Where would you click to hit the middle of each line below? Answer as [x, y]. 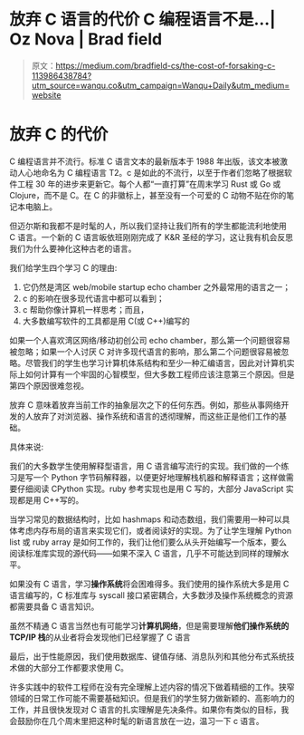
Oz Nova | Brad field [86, 39]
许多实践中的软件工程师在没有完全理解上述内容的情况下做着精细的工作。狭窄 [152, 687]
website [46, 95]
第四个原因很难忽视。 [49, 385]
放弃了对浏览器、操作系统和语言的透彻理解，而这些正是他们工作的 [156, 416]
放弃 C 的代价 [59, 135]
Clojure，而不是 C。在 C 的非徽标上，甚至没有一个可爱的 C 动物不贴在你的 [148, 195]
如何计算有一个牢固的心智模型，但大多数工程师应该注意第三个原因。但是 [160, 374]
